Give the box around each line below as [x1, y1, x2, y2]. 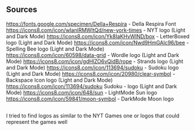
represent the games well [6, 119, 68, 126]
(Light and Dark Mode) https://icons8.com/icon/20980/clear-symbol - [6, 70, 175, 77]
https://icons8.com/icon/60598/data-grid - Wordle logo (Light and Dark [6, 51, 179, 58]
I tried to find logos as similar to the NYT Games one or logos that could [6, 112, 180, 119]
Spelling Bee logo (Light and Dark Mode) [6, 45, 105, 52]
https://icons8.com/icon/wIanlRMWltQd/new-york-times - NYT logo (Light [6, 26, 186, 33]
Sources [6, 5, 38, 15]
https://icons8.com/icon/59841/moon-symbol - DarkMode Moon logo [6, 95, 174, 102]
